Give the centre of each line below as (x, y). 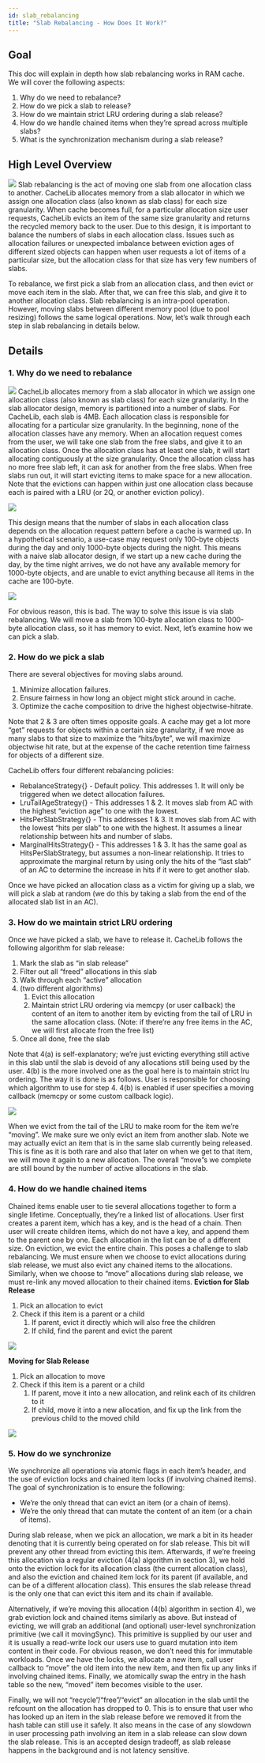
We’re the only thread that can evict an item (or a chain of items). (125, 1503)
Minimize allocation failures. (65, 689)
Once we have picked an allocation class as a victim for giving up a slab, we (131, 885)
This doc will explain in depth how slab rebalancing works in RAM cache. (126, 74)
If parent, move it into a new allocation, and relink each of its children (144, 1393)
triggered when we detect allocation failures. (92, 795)
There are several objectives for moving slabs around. (96, 674)
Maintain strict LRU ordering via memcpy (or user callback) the (133, 1006)
